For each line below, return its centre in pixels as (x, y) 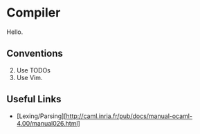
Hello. (15, 32)
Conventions (35, 54)
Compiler (34, 13)
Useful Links (34, 99)
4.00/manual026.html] (48, 123)
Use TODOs (34, 70)
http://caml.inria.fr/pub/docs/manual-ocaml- (129, 116)
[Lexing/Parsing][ (41, 116)
